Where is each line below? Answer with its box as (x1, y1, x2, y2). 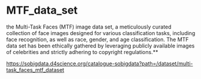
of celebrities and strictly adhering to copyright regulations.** (6, 48, 158, 55)
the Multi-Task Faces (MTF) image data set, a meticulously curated (6, 23, 172, 30)
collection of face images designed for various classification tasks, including (6, 29, 196, 36)
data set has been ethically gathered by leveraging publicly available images (6, 42, 195, 49)
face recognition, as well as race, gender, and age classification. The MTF (6, 36, 189, 43)
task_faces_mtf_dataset (6, 66, 65, 73)
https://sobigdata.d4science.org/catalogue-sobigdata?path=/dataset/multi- (6, 60, 193, 67)
